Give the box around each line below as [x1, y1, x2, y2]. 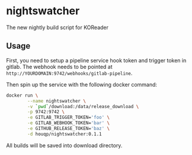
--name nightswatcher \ [27, 98, 86, 104]
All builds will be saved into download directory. [6, 141, 123, 149]
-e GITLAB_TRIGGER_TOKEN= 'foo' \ [27, 115, 110, 121]
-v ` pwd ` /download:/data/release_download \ [27, 103, 139, 109]
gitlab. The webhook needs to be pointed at [6, 63, 113, 70]
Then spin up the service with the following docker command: [6, 81, 158, 88]
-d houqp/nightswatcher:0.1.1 [27, 131, 102, 137]
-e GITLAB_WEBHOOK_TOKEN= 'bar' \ [27, 120, 110, 126]
